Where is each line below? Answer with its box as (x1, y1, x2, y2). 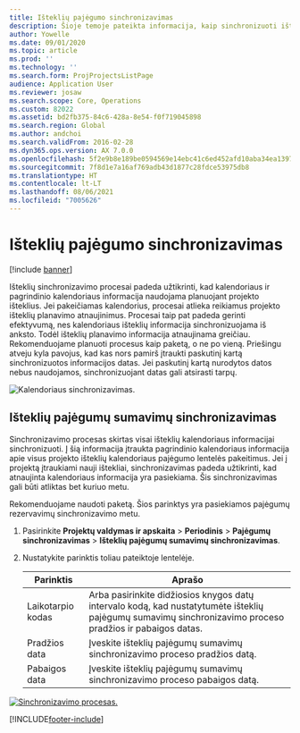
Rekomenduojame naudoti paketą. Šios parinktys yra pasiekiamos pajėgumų (9, 498, 290, 510)
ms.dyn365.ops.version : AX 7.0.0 (9, 146, 134, 155)
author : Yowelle (9, 29, 70, 38)
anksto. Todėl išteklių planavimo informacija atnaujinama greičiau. (9, 328, 251, 340)
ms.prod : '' (9, 55, 54, 63)
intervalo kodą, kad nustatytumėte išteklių (88, 600, 264, 612)
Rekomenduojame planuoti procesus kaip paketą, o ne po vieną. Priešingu (9, 338, 282, 349)
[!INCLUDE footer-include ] (9, 713, 104, 724)
